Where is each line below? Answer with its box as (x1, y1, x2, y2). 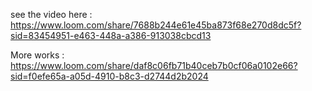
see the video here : (10, 9, 93, 20)
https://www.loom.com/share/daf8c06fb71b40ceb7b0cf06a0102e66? (10, 60, 298, 71)
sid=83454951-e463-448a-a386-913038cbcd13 (10, 30, 212, 41)
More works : (10, 49, 65, 61)
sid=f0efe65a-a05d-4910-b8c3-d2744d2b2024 (10, 70, 209, 82)
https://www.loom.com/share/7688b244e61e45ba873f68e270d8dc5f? (10, 19, 302, 31)
